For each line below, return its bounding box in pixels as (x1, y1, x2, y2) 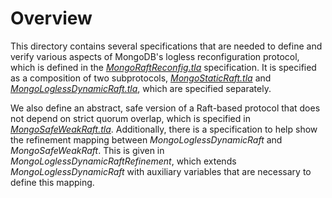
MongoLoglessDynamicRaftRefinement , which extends (10, 155, 237, 167)
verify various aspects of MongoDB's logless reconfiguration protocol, (10, 50, 300, 62)
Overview (10, 7, 93, 30)
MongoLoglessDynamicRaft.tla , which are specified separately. (10, 82, 272, 94)
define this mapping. (10, 176, 95, 188)
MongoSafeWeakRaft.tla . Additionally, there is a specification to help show (10, 123, 318, 135)
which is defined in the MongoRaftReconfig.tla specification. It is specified (10, 61, 317, 73)
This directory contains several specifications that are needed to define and (10, 40, 323, 52)
